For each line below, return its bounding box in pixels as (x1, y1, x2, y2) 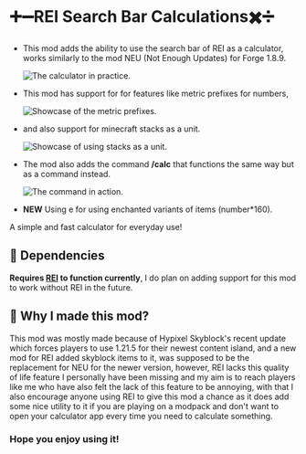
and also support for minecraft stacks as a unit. (22, 123, 201, 134)
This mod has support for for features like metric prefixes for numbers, (22, 88, 290, 99)
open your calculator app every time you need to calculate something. (9, 410, 273, 421)
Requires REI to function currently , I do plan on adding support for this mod (9, 272, 297, 283)
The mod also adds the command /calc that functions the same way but (22, 158, 294, 169)
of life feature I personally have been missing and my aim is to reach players (9, 371, 296, 383)
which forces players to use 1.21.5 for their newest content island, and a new (9, 343, 297, 354)
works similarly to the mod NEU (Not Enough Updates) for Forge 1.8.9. (22, 52, 287, 63)
